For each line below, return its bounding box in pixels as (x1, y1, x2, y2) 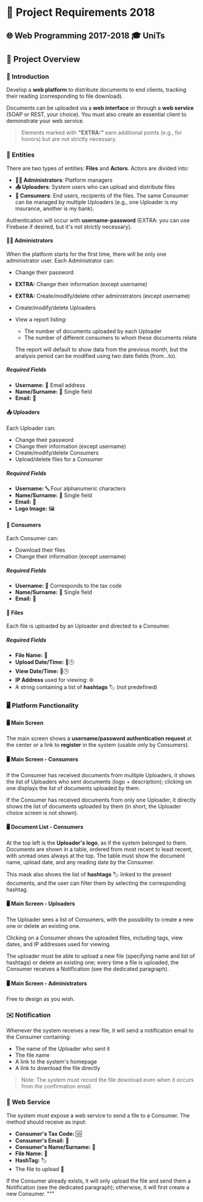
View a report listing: (15, 315, 67, 323)
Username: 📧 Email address (15, 381, 85, 388)
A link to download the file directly (15, 1065, 101, 1072)
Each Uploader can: (6, 424, 56, 431)
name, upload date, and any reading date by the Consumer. (6, 858, 155, 865)
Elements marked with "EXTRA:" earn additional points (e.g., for (21, 129, 182, 136)
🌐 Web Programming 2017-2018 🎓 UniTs (6, 30, 165, 41)
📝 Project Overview (6, 54, 81, 64)
